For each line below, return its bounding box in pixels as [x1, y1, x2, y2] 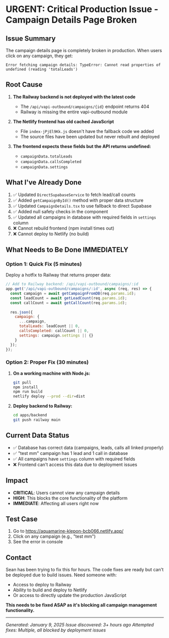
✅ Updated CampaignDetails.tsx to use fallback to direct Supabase [13, 203, 152, 209]
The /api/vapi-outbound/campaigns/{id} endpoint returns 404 [20, 103, 149, 109]
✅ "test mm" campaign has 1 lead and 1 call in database [13, 450, 128, 456]
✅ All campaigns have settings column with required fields [13, 455, 135, 462]
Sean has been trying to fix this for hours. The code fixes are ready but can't [6, 567, 164, 573]
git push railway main [13, 417, 61, 422]
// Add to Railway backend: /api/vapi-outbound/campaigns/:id [6, 282, 138, 287]
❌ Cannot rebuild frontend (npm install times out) [13, 225, 115, 231]
